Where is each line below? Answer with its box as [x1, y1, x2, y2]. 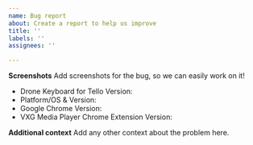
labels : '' [8, 34, 45, 43]
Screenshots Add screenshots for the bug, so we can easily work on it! [8, 71, 246, 81]
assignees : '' [8, 42, 56, 50]
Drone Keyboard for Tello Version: [19, 86, 133, 97]
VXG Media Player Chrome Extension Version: [19, 112, 173, 122]
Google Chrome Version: [19, 104, 102, 114]
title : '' [8, 27, 42, 35]
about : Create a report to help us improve [8, 19, 157, 27]
